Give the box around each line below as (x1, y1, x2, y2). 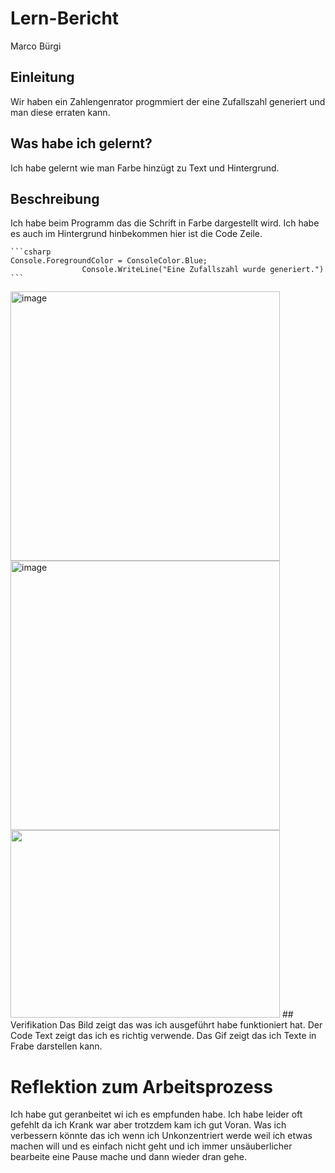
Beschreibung (10, 190, 100, 207)
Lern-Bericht (10, 7, 120, 30)
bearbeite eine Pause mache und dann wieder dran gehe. (10, 1151, 247, 1163)
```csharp (10, 247, 52, 257)
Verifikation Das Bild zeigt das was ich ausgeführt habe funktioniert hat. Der (10, 1019, 323, 1031)
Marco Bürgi (10, 40, 62, 52)
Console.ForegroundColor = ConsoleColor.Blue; (10, 256, 208, 266)
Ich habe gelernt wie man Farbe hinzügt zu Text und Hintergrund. (10, 162, 280, 174)
